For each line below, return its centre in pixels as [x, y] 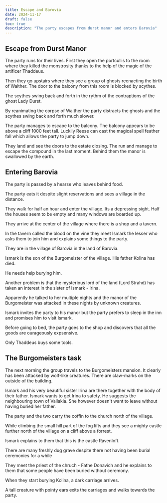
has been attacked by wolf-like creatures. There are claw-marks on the [78, 375]
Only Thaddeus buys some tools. [39, 342]
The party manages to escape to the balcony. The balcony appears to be [80, 126]
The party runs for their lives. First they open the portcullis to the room [78, 60]
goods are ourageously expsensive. [42, 333]
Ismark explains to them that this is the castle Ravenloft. [62, 440]
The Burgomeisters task [43, 358]
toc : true [15, 24]
